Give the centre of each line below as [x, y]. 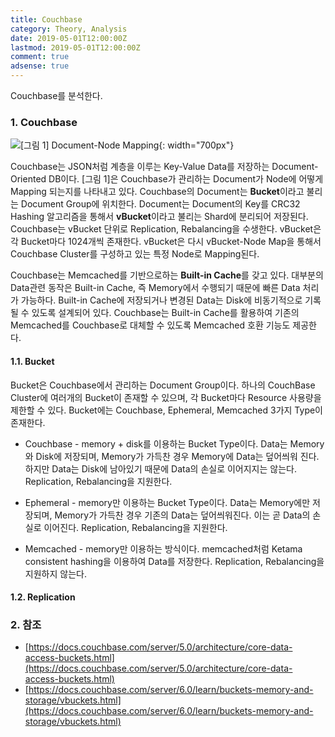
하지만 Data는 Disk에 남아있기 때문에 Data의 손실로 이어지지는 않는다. [160, 468]
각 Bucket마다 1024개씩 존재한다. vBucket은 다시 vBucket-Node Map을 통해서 [166, 242]
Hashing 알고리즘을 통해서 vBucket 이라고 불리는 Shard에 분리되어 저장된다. [159, 217]
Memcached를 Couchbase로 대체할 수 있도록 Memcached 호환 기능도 [150, 325]
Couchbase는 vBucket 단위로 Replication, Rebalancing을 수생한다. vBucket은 [166, 229]
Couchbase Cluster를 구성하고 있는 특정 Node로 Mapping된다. [135, 254]
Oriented [28, 179]
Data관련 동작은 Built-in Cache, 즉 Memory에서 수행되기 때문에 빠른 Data [155, 288]
